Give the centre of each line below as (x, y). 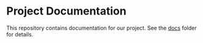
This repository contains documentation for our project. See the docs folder (102, 28)
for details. (20, 34)
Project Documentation (66, 11)
